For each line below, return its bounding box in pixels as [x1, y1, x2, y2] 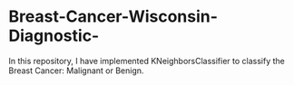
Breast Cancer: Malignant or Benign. [8, 65, 144, 76]
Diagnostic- [8, 25, 100, 46]
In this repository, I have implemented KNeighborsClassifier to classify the [8, 55, 285, 66]
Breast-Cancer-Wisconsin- [8, 6, 219, 27]
